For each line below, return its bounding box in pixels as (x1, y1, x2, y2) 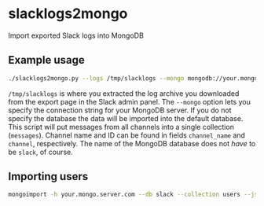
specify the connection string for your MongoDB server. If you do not (8, 105, 232, 115)
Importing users (8, 170, 89, 183)
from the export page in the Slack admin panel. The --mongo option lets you (8, 97, 251, 106)
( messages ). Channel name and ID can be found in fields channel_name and (8, 131, 246, 140)
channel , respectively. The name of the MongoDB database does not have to (8, 138, 256, 148)
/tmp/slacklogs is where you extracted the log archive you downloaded (8, 88, 240, 98)
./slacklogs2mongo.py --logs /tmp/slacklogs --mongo (8, 74, 185, 83)
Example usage (8, 53, 85, 67)
